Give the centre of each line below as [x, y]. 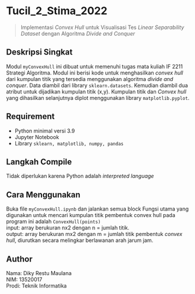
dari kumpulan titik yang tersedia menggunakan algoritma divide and [90, 79]
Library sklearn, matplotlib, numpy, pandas [69, 143]
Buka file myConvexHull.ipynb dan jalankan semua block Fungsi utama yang [97, 209]
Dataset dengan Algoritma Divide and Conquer [78, 33]
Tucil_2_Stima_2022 [57, 11]
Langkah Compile [39, 162]
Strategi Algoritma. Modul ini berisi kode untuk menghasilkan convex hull [95, 73]
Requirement [30, 117]
